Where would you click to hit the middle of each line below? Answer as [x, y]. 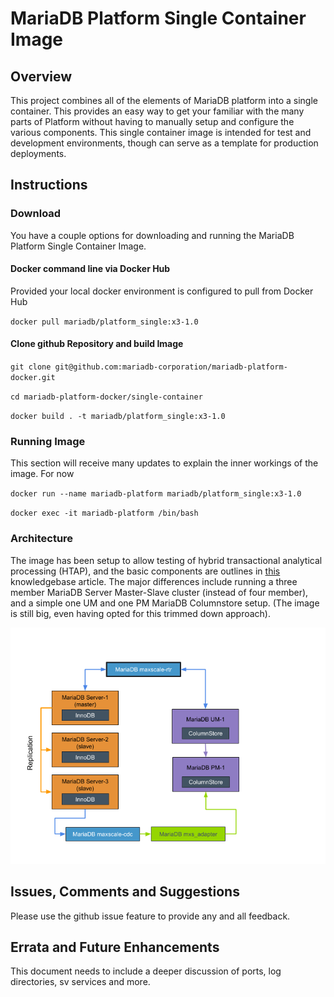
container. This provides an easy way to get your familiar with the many [157, 111]
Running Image [48, 442]
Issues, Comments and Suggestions [125, 892]
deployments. [38, 153]
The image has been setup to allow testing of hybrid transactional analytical [166, 560]
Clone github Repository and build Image [97, 344]
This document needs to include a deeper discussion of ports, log [146, 971]
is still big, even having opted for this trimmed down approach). [141, 613]
